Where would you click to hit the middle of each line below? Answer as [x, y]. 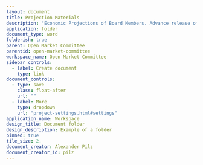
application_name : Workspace [43, 118]
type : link [31, 74]
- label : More [29, 102]
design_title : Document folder [46, 125]
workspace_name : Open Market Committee [56, 57]
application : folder [32, 29]
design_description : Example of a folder [59, 130]
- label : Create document [44, 68]
